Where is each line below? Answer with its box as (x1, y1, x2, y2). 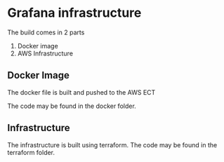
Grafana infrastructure (7, 5, 142, 21)
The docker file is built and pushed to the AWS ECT (7, 88, 156, 96)
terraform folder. (7, 148, 55, 156)
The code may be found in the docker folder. (7, 102, 137, 110)
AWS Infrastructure (17, 49, 74, 58)
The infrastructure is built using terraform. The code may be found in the (7, 140, 218, 149)
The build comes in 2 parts (7, 28, 85, 36)
